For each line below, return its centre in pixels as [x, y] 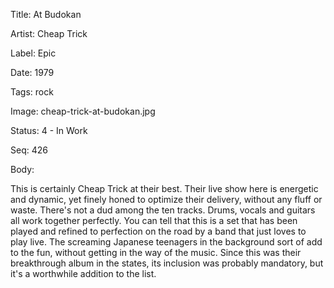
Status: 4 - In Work [49, 130]
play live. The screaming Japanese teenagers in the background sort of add [166, 242]
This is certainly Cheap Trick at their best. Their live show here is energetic [164, 188]
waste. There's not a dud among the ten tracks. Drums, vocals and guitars [163, 210]
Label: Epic [33, 53]
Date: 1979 [32, 72]
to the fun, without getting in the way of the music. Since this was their [156, 252]
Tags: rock [32, 92]
